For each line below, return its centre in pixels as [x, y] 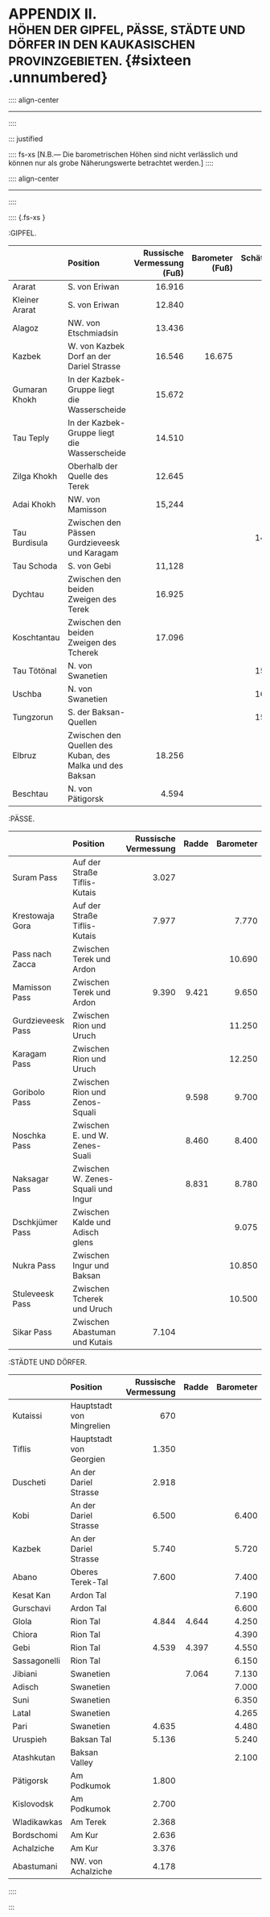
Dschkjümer [35, 1222]
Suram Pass [35, 877]
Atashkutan [34, 1757]
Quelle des [88, 476]
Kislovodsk [33, 1803]
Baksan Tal [91, 1739]
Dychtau [28, 594]
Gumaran [30, 390]
